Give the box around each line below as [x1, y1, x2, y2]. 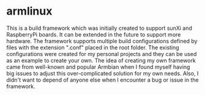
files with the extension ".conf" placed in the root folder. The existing [6, 44, 179, 51]
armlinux [6, 4, 53, 18]
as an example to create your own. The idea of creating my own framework [6, 57, 196, 64]
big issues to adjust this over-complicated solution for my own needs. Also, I [6, 69, 199, 77]
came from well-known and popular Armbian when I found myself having [6, 63, 190, 71]
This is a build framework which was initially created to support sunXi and [6, 24, 193, 32]
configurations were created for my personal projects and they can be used [6, 50, 197, 57]
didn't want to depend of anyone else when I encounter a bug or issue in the [6, 76, 199, 83]
